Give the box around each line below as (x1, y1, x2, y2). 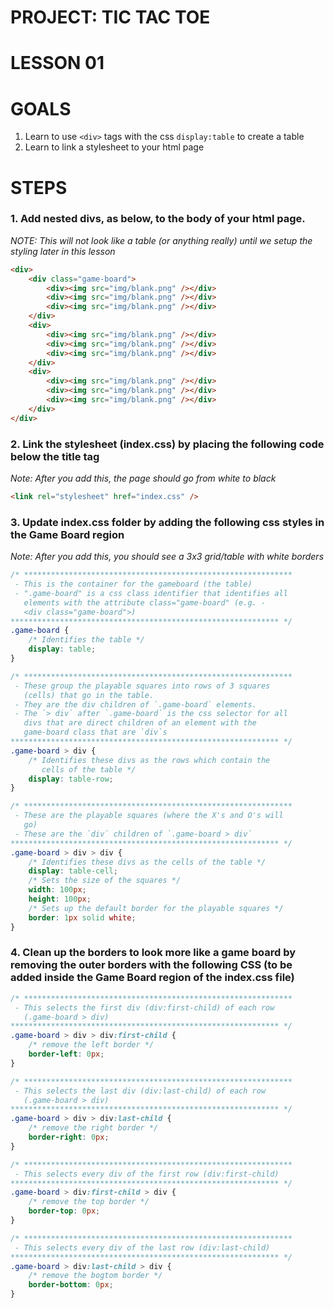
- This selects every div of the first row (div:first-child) (14, 1169, 280, 1179)
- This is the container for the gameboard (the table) (14, 579, 253, 590)
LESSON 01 (10, 52, 105, 75)
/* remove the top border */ (28, 1197, 150, 1207)
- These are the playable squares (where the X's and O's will (14, 811, 284, 821)
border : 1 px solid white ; (28, 912, 137, 923)
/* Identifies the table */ (28, 635, 145, 645)
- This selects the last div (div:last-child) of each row (14, 1086, 267, 1096)
